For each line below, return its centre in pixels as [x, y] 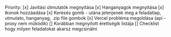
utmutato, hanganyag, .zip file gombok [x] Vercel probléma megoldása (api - [85, 18]
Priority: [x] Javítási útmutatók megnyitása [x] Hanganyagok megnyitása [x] [84, 7]
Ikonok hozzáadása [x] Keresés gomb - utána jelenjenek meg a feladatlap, [83, 13]
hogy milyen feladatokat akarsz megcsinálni [51, 29]
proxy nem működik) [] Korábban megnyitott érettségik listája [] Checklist [82, 23]
